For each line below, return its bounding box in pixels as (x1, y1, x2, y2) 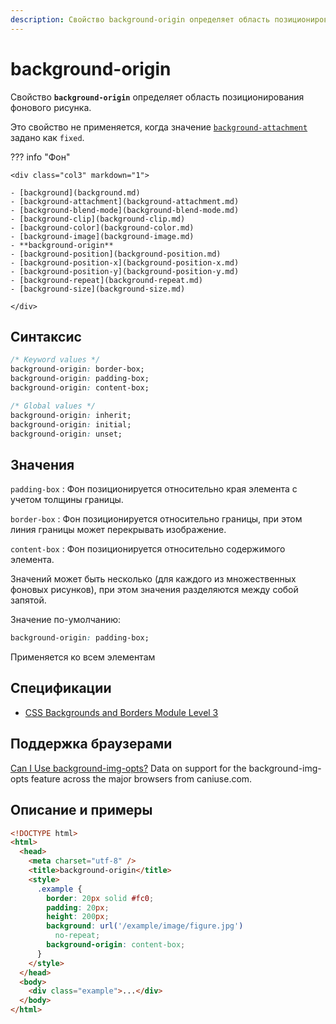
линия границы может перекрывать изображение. (10, 524, 227, 536)
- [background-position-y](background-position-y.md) (10, 266, 240, 276)
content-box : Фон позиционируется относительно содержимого (10, 543, 286, 555)
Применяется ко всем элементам (10, 651, 156, 663)
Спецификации (10, 680, 112, 697)
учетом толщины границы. (10, 494, 124, 506)
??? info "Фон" (10, 151, 71, 163)
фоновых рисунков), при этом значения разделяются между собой (10, 584, 299, 596)
